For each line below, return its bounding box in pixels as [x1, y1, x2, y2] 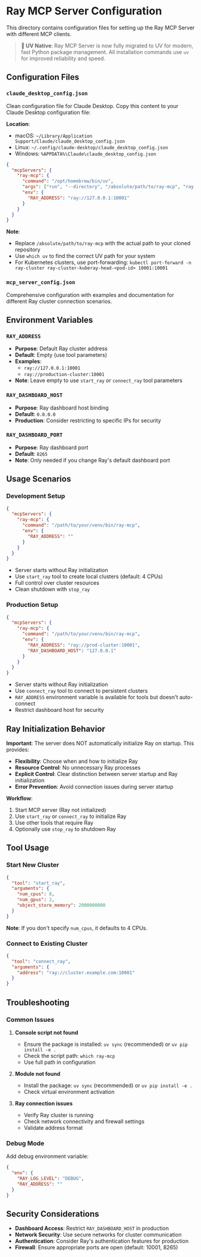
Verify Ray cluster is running [23, 1111, 94, 1118]
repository [14, 246, 41, 253]
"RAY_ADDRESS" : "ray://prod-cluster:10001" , [28, 642, 141, 648]
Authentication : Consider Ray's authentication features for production [14, 1237, 189, 1245]
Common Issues [6, 1015, 55, 1024]
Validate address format [23, 1124, 83, 1131]
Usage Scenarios [6, 474, 71, 484]
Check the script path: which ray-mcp [23, 1052, 115, 1059]
